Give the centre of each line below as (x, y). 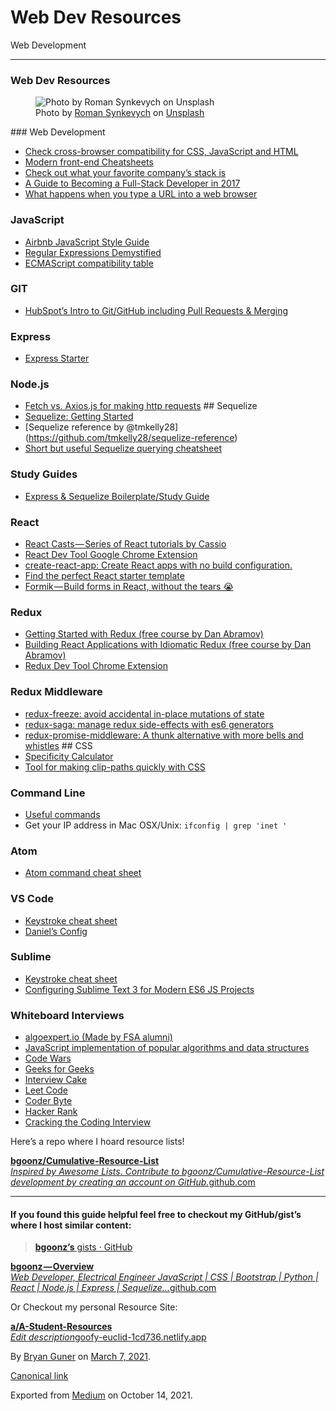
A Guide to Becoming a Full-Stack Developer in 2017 (132, 183)
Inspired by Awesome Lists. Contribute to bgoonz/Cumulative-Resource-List (167, 1172)
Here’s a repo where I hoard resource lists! (97, 1142)
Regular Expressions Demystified (93, 252)
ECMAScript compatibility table (89, 263)
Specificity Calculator (69, 756)
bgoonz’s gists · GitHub (83, 1247)
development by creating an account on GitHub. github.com (133, 1182)
